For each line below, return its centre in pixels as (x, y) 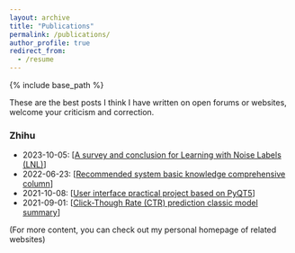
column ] (38, 184)
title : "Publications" (52, 26)
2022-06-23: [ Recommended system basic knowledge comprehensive (154, 174)
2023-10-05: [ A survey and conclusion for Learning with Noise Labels (152, 155)
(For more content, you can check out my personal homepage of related (143, 230)
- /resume (36, 59)
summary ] (41, 212)
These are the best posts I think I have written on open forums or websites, (148, 103)
